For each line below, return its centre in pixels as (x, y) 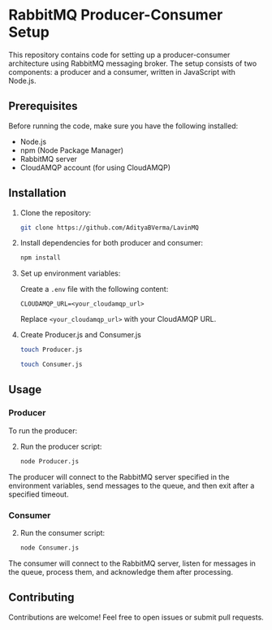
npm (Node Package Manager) (72, 150)
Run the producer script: (61, 446)
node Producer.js (50, 461)
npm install (40, 258)
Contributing (41, 598)
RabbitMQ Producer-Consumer (116, 15)
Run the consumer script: (63, 532)
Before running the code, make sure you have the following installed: (123, 126)
